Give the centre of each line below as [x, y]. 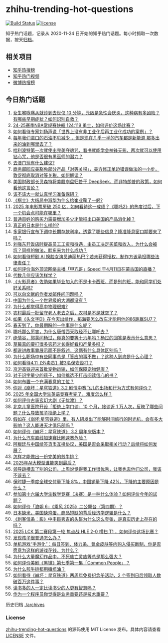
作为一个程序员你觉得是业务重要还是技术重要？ [61, 594]
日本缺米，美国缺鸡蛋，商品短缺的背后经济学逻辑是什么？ [72, 512]
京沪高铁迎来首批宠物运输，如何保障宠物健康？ [61, 369]
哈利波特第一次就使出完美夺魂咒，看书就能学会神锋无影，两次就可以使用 [87, 150]
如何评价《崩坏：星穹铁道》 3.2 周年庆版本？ [59, 431]
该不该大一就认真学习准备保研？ [46, 194]
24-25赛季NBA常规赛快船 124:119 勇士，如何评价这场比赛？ [74, 125]
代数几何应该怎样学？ [35, 275]
